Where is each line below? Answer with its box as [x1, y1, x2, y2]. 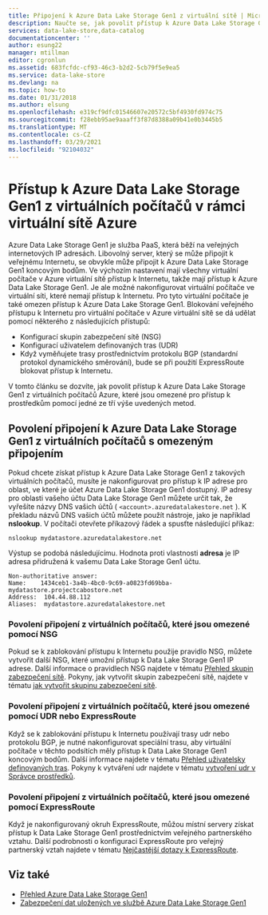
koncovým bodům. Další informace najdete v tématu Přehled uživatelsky [8, 754, 246, 764]
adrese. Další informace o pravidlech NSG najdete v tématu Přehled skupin [8, 664, 254, 674]
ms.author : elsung [8, 101, 69, 109]
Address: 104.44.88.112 [8, 593, 91, 602]
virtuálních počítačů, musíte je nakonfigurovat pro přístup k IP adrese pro [8, 476, 248, 486]
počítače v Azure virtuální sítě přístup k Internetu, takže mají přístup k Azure [8, 274, 258, 284]
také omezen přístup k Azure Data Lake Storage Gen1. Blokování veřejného [8, 300, 254, 309]
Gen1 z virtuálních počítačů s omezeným [8, 434, 214, 448]
